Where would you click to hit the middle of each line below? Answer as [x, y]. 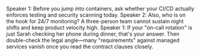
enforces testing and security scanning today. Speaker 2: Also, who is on [96, 15]
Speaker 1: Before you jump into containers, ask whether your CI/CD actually [100, 9]
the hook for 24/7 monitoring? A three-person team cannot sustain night [95, 21]
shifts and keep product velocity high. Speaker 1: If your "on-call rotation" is [99, 27]
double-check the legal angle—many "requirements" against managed [93, 40]
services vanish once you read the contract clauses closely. [80, 46]
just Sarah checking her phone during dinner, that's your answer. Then [93, 34]
